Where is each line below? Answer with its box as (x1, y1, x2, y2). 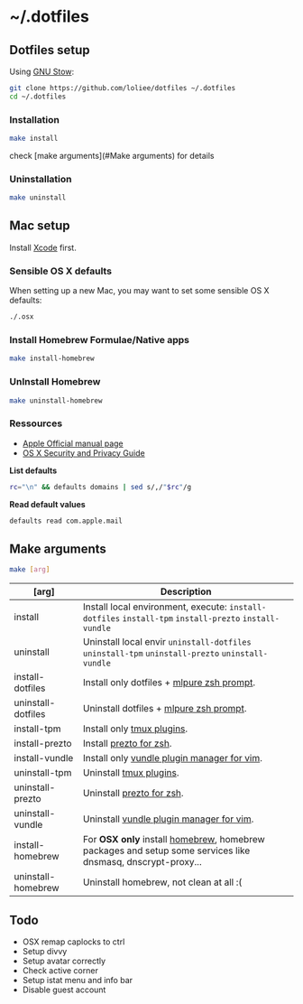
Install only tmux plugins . (82, 722, 188, 735)
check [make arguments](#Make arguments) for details (9, 150, 215, 161)
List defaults (9, 465, 58, 476)
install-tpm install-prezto (122, 614, 241, 624)
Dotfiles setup (9, 42, 90, 58)
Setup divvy (22, 945, 68, 956)
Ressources (9, 417, 63, 430)
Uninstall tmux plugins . (82, 767, 179, 779)
